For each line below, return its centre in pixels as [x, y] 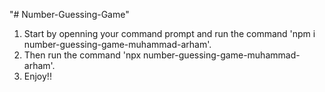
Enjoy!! [37, 76]
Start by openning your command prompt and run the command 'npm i [169, 33]
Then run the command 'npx [82, 55]
